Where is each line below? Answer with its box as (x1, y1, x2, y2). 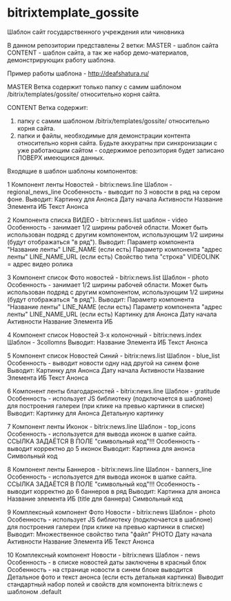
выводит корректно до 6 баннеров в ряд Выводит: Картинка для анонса (7, 487, 221, 495)
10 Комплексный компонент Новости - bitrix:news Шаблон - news (7, 551, 201, 559)
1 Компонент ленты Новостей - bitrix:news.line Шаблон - (7, 180, 172, 188)
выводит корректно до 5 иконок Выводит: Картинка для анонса (7, 444, 195, 452)
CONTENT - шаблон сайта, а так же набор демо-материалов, (7, 48, 189, 57)
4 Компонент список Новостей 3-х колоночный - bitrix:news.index (7, 331, 202, 339)
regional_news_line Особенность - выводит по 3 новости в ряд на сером (7, 187, 221, 196)
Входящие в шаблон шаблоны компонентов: (7, 167, 138, 175)
